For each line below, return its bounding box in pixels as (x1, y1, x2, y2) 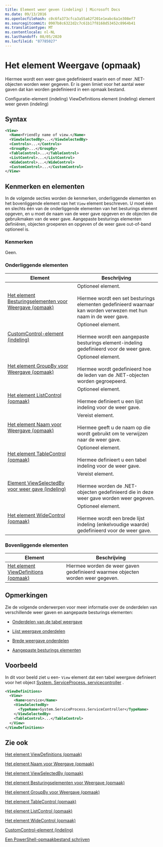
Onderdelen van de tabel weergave (12, 619, 82, 625)
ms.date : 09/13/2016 (5, 12, 47, 17)
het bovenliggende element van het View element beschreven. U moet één (5, 200, 153, 206)
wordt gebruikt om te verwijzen (77, 430, 148, 437)
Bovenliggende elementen (5, 542, 68, 549)
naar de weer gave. (77, 436, 121, 443)
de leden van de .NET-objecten (77, 372, 149, 378)
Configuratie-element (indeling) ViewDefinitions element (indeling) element (5, 96, 155, 101)
